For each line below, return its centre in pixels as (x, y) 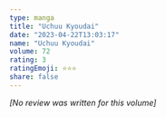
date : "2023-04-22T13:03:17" (64, 34)
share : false (34, 77)
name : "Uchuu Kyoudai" (52, 43)
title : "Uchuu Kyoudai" (54, 26)
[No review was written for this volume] (83, 102)
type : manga (32, 18)
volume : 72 (30, 52)
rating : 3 (28, 60)
